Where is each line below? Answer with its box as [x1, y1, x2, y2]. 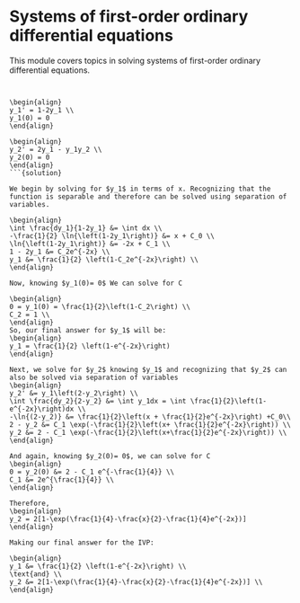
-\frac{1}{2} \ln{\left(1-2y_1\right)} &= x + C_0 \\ [9, 231, 216, 240]
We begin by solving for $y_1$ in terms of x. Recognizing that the [9, 184, 271, 193]
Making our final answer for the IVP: [9, 537, 154, 547]
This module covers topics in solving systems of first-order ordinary [9, 55, 261, 66]
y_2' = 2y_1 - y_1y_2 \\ [9, 145, 102, 154]
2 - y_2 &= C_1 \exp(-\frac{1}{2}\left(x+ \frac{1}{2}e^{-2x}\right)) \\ [9, 420, 292, 429]
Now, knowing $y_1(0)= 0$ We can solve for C [9, 279, 182, 288]
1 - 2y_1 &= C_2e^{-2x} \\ [9, 247, 110, 256]
